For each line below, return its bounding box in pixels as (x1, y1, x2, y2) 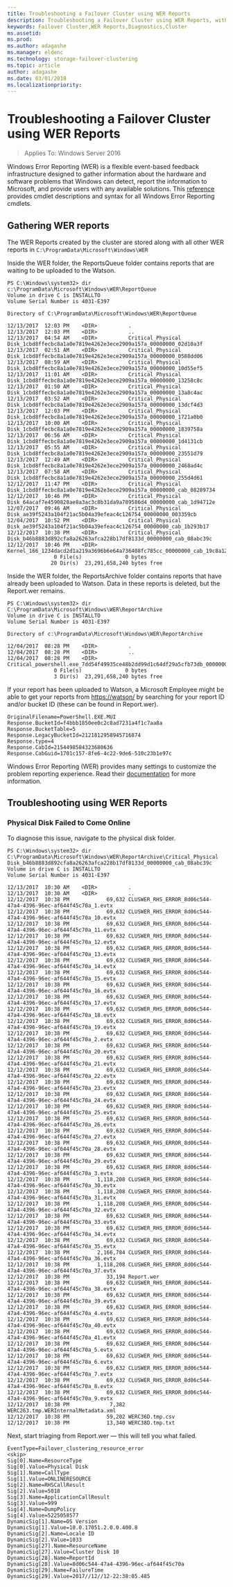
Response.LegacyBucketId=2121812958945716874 (7, 732, 141, 739)
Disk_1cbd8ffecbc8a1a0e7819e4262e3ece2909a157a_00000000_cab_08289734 (7, 487, 216, 494)
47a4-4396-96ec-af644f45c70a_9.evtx (7, 1395, 113, 1402)
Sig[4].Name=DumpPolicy (7, 1506, 76, 1513)
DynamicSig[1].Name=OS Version (7, 1517, 98, 1525)
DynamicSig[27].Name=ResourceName (7, 1542, 107, 1549)
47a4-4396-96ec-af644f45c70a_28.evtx (7, 1145, 116, 1152)
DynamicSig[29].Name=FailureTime (7, 1566, 104, 1574)
